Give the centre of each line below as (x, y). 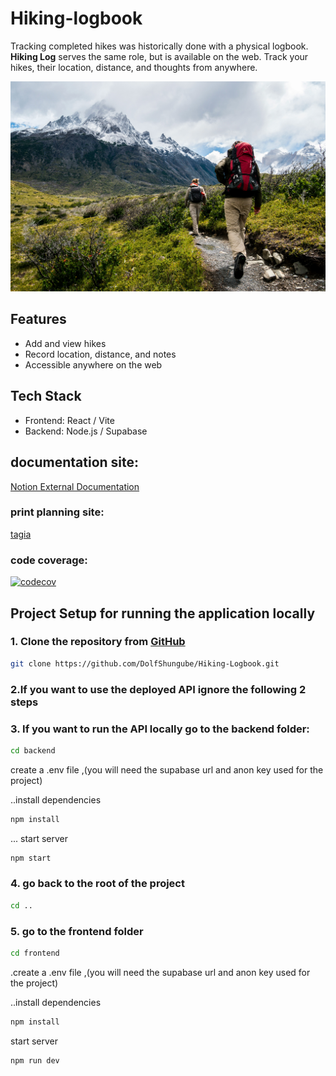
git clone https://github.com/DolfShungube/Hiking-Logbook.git (145, 663)
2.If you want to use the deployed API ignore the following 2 (158, 689)
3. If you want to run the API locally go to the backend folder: (160, 729)
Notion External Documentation (75, 486)
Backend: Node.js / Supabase (86, 431)
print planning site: (57, 512)
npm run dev (35, 1060)
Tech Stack (46, 396)
